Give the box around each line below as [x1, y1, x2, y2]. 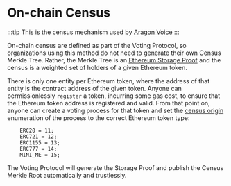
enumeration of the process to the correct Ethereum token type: [7, 113, 190, 122]
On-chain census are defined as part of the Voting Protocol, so [7, 41, 187, 49]
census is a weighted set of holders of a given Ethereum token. [7, 63, 187, 71]
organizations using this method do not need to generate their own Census [7, 49, 221, 57]
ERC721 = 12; [19, 133, 58, 140]
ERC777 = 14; [19, 145, 58, 152]
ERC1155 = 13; [19, 139, 60, 146]
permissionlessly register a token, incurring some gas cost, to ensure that [7, 92, 221, 100]
